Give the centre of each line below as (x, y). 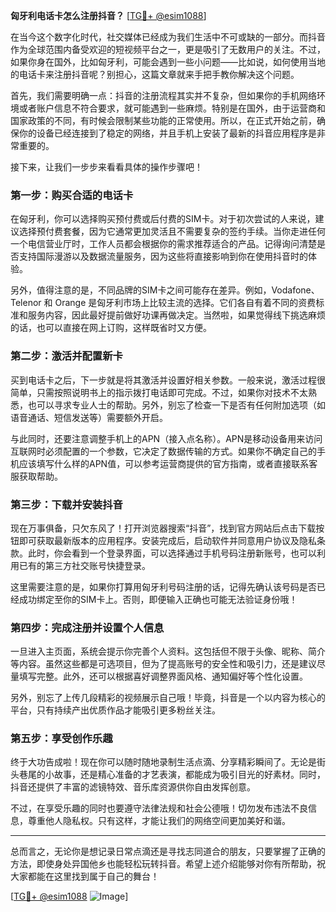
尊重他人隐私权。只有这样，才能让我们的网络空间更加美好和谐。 (159, 821)
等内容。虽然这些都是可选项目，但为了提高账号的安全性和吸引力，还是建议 (163, 664)
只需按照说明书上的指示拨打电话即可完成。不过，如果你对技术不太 (172, 392)
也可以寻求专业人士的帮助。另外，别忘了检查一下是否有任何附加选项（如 (176, 405)
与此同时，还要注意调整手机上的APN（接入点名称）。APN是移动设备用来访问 (166, 438)
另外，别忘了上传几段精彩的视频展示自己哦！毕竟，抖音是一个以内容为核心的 (168, 698)
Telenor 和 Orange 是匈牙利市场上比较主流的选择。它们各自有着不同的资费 (163, 303)
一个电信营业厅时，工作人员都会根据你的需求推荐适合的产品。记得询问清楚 (163, 244)
